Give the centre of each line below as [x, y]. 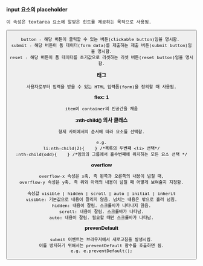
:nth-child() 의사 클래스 [101, 120]
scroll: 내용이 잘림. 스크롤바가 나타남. [101, 211]
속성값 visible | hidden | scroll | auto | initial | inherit [101, 193]
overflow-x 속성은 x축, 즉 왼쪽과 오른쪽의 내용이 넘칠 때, [101, 176]
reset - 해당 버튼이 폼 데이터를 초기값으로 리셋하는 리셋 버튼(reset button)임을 [96, 58]
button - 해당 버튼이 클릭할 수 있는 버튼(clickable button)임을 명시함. [100, 40]
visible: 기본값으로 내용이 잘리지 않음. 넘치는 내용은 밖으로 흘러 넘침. [101, 199]
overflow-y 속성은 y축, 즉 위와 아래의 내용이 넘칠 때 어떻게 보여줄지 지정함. [101, 182]
